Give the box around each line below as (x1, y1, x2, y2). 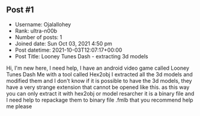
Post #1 (6, 5, 34, 15)
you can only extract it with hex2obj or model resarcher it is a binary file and (6, 90, 195, 97)
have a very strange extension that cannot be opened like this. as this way (6, 84, 190, 91)
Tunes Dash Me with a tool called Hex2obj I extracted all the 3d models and (6, 70, 193, 78)
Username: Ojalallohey (14, 20, 71, 28)
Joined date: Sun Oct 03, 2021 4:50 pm (14, 40, 112, 47)
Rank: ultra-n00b (14, 27, 58, 34)
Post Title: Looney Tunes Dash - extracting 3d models (14, 52, 148, 60)
